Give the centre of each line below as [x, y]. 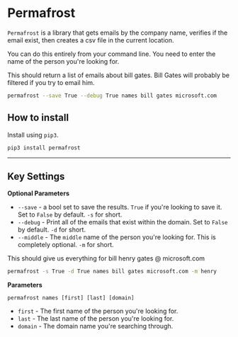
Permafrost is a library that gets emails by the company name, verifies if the [118, 33]
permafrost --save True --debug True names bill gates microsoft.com [112, 96]
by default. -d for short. [52, 230]
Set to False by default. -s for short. [70, 215]
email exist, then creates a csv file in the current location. [91, 40]
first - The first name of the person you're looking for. [98, 311]
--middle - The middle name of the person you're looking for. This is [117, 237]
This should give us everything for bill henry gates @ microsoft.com [106, 258]
